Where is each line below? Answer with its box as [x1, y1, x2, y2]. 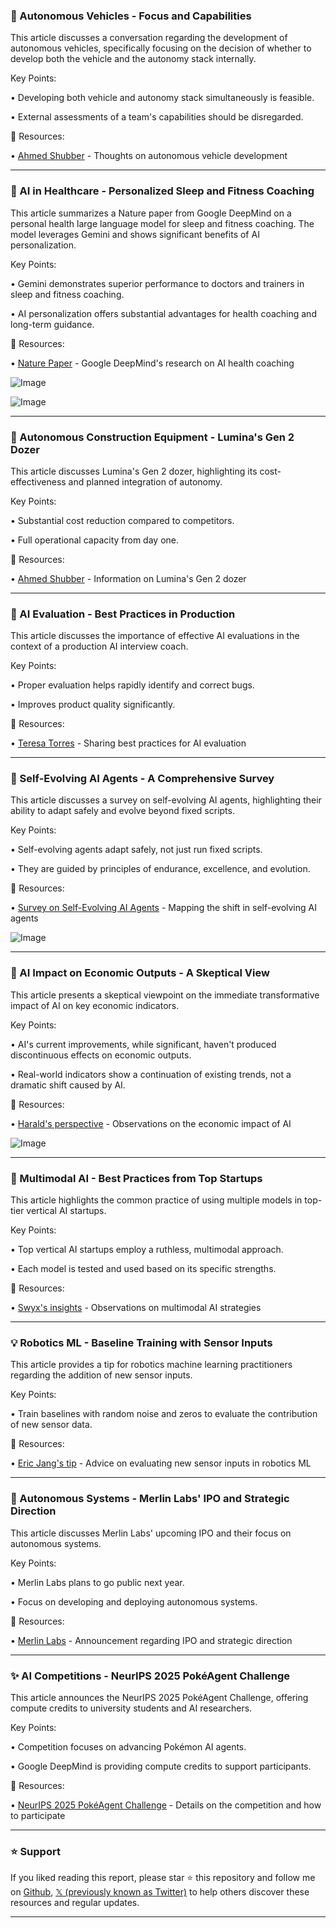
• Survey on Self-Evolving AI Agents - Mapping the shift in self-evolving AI [10, 902, 317, 914]
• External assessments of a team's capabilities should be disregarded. [10, 111, 304, 123]
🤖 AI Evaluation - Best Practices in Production [10, 607, 236, 621]
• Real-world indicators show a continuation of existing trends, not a [10, 1068, 292, 1080]
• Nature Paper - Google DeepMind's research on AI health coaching [10, 357, 295, 369]
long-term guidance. [10, 318, 95, 330]
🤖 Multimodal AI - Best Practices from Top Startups [10, 1171, 263, 1185]
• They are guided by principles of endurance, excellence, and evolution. [10, 863, 311, 875]
